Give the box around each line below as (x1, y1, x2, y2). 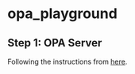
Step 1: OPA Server (7, 36, 102, 50)
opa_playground (7, 5, 118, 23)
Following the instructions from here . (7, 57, 128, 66)
